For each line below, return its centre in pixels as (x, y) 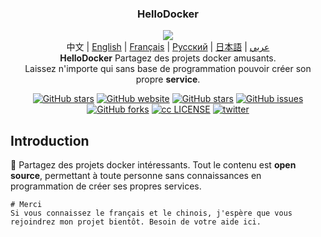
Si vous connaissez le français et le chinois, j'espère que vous (151, 213)
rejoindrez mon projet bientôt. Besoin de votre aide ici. (136, 222)
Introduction (50, 140)
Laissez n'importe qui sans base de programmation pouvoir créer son (168, 69)
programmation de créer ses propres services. (106, 186)
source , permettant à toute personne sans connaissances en (136, 176)
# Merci (26, 205)
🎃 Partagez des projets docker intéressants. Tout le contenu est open (153, 165)
